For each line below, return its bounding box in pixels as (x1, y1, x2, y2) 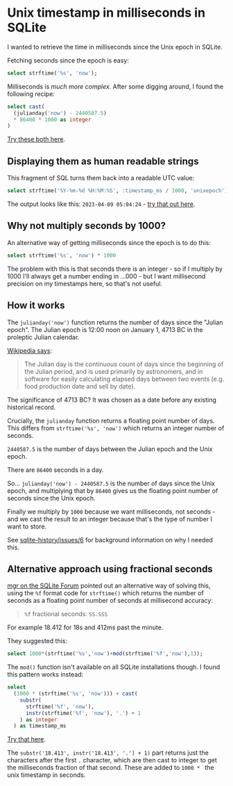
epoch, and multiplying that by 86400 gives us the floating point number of (7, 486, 218, 495)
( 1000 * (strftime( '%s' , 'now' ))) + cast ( (13, 691, 138, 698)
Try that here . (7, 735, 46, 744)
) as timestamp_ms (13, 723, 67, 730)
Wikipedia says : (7, 346, 53, 354)
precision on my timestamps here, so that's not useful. (7, 279, 163, 288)
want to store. (7, 522, 47, 530)
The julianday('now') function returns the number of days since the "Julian (7, 318, 223, 327)
